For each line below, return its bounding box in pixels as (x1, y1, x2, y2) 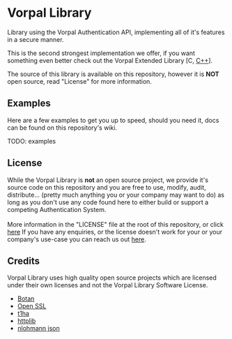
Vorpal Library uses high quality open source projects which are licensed (7, 273, 217, 282)
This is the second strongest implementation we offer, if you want (7, 49, 195, 57)
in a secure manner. (7, 35, 64, 43)
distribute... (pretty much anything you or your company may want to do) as (7, 190, 225, 199)
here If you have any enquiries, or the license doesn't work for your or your (7, 227, 223, 236)
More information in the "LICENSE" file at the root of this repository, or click (7, 220, 224, 228)
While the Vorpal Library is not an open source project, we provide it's (7, 176, 209, 184)
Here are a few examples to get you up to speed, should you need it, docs (7, 116, 219, 124)
